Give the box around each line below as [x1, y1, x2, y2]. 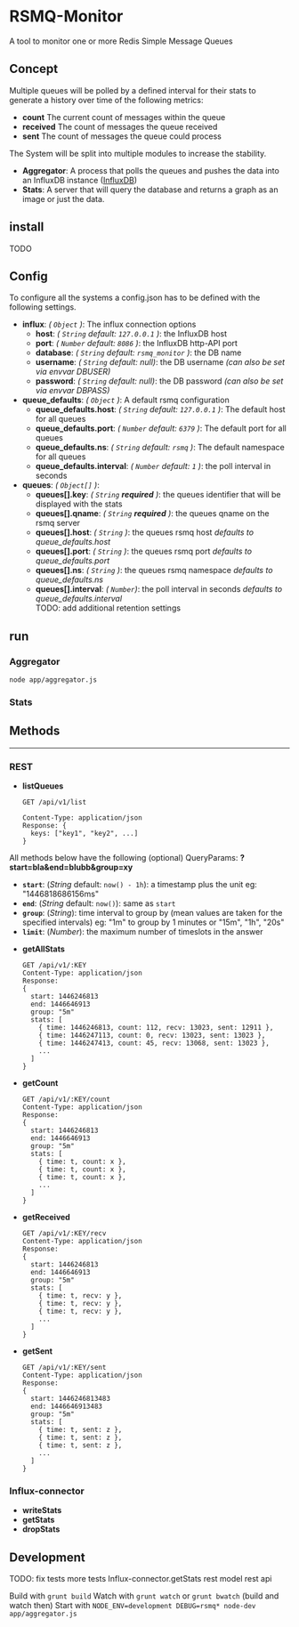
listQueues [21, 781, 64, 791]
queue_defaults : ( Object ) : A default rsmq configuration [21, 394, 230, 406]
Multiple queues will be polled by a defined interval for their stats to [9, 85, 256, 95]
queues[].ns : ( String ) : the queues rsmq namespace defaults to [35, 565, 273, 576]
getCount [21, 1078, 59, 1089]
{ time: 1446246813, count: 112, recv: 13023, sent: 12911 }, [38, 1024, 274, 1032]
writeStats [21, 1505, 62, 1516]
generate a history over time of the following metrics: [9, 94, 204, 105]
